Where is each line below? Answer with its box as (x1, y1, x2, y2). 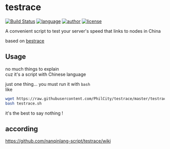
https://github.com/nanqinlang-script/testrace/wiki (5, 138, 111, 144)
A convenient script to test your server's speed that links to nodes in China (5, 28, 161, 34)
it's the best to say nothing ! (5, 110, 63, 116)
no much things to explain (5, 66, 59, 72)
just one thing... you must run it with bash (5, 81, 91, 87)
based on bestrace (5, 37, 45, 44)
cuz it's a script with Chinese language (5, 71, 86, 77)
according (5, 124, 38, 133)
